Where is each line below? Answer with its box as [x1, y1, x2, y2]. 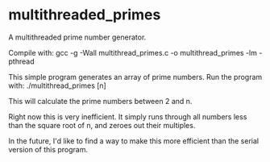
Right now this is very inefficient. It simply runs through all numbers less [8, 111, 247, 122]
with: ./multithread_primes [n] [8, 81, 106, 90]
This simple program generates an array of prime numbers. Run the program [8, 72, 263, 81]
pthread [8, 56, 35, 66]
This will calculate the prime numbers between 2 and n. [8, 96, 193, 106]
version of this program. [8, 144, 89, 154]
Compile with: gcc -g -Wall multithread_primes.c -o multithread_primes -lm [8, 48, 258, 57]
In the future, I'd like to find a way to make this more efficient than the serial [8, 135, 260, 146]
